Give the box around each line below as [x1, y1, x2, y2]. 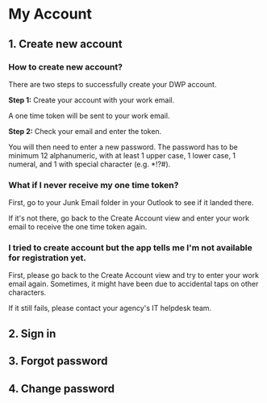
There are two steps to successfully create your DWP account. [8, 79, 217, 89]
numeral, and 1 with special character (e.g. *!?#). [8, 159, 171, 169]
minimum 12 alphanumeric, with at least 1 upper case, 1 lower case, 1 [8, 150, 236, 160]
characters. [8, 288, 47, 297]
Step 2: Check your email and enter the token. [8, 126, 162, 136]
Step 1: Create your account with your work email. [8, 94, 175, 105]
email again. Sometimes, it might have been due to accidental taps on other [8, 279, 259, 289]
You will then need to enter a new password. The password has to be [8, 142, 238, 152]
